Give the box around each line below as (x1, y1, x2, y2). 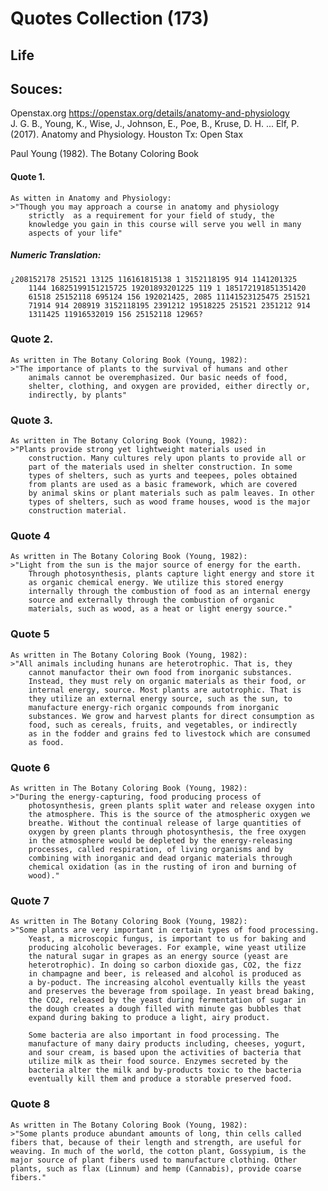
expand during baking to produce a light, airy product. (28, 1013, 271, 1023)
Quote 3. (10, 413, 54, 427)
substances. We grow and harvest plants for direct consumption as (28, 711, 315, 721)
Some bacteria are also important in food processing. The (28, 1030, 280, 1041)
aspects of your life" (28, 228, 123, 238)
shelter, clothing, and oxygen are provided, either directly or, (28, 381, 311, 391)
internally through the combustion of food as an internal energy (28, 587, 311, 597)
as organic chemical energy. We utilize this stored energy (28, 578, 284, 588)
